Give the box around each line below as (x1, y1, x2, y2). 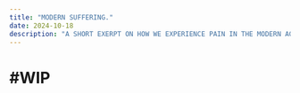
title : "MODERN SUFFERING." (9, 12, 114, 22)
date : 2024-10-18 (9, 21, 74, 30)
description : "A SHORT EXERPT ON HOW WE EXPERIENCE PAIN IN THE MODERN (9, 29, 281, 38)
